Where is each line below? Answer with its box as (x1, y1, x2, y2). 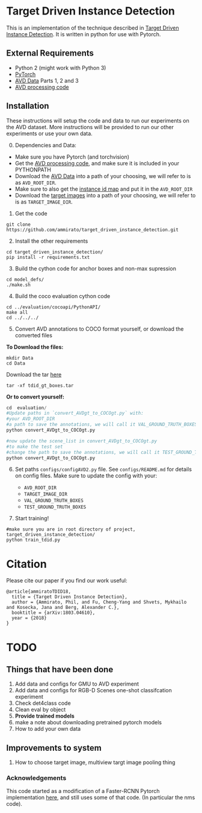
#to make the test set (6, 444, 63, 450)
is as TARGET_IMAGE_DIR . (14, 198, 73, 205)
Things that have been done (6, 664, 114, 674)
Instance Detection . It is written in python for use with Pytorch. (6, 30, 161, 37)
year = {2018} (11, 615, 47, 621)
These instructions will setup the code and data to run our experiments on (6, 116, 189, 124)
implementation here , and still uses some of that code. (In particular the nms (6, 794, 195, 801)
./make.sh (6, 282, 31, 288)
